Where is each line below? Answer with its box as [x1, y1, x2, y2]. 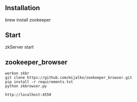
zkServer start [5, 44, 34, 50]
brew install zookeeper [5, 17, 51, 22]
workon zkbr [5, 71, 29, 76]
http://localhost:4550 [5, 92, 51, 97]
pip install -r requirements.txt [5, 80, 73, 84]
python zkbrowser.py [5, 84, 47, 89]
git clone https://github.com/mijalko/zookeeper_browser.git [5, 75, 133, 80]
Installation [5, 4, 40, 12]
